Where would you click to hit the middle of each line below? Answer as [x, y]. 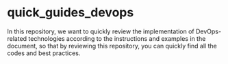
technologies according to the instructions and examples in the [117, 38]
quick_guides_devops [71, 13]
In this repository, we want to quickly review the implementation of [101, 31]
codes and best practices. [44, 53]
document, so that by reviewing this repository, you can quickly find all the [112, 46]
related [17, 38]
